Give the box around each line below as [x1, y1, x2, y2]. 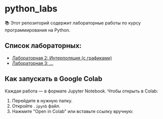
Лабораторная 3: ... [11, 60, 53, 66]
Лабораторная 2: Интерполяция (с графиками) [11, 54, 112, 60]
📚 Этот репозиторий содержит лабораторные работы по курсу [4, 19, 141, 25]
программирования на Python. [4, 27, 70, 33]
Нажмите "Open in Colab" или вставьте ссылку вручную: [11, 108, 133, 114]
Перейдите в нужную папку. [11, 97, 73, 103]
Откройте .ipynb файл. [11, 103, 60, 109]
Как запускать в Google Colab [4, 74, 102, 83]
